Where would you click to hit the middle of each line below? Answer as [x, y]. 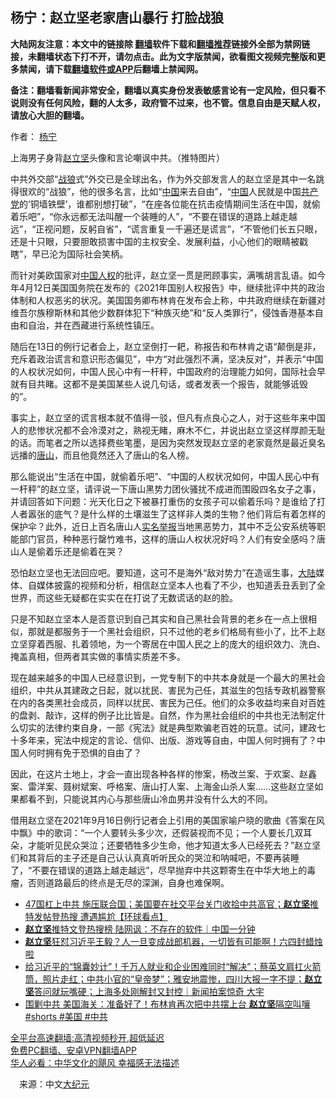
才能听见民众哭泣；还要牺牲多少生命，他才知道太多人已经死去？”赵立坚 [174, 845]
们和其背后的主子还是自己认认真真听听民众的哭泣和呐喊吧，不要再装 [150, 857]
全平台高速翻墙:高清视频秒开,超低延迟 [87, 1037]
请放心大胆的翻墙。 [50, 115]
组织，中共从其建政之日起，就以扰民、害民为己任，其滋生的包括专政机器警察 [168, 690]
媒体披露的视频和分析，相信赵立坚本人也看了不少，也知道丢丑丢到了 [176, 585]
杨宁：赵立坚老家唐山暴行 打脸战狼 [117, 18]
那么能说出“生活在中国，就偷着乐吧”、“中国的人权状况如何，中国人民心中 [161, 476]
